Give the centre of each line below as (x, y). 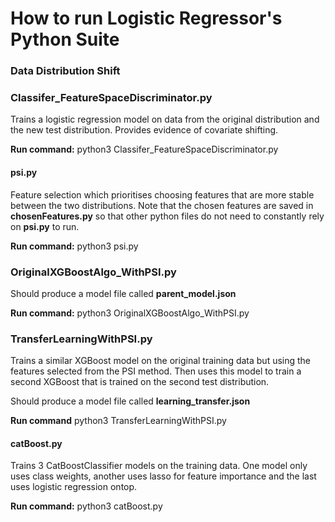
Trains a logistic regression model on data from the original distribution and (165, 119)
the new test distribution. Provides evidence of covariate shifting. (144, 130)
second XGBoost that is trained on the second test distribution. (140, 382)
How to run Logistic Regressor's (146, 18)
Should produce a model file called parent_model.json (123, 293)
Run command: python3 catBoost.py (86, 506)
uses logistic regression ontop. (74, 487)
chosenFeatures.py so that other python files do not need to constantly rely (167, 216)
